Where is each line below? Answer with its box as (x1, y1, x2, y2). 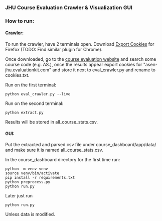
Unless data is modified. (5, 211, 55, 217)
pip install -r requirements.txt (5, 175, 75, 180)
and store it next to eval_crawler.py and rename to (52, 67, 155, 73)
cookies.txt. (5, 72, 30, 78)
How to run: (5, 17, 35, 24)
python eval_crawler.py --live (5, 92, 71, 97)
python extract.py (5, 110, 44, 116)
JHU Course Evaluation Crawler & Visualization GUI (5, 4, 133, 11)
